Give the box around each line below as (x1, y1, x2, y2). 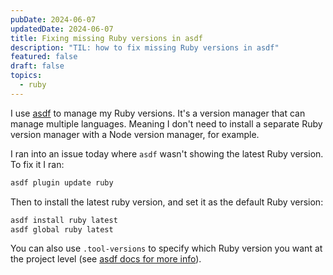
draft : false (10, 61, 65, 71)
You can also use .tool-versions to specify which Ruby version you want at (10, 242, 323, 255)
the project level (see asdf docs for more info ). (10, 253, 202, 265)
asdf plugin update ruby (10, 177, 114, 188)
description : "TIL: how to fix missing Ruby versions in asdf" (10, 42, 280, 53)
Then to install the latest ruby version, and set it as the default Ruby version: (10, 196, 324, 208)
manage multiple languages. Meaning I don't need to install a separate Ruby (10, 117, 323, 130)
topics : (10, 71, 43, 81)
